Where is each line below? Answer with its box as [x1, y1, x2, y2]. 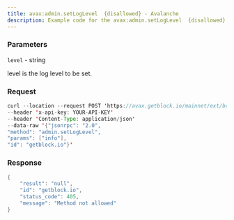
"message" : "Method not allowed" [19, 200, 117, 207]
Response [7, 158, 42, 168]
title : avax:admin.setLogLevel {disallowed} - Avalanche [7, 10, 179, 17]
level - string [7, 55, 46, 64]
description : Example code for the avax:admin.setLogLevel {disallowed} [7, 17, 226, 24]
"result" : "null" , [19, 180, 73, 187]
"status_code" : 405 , [19, 193, 79, 200]
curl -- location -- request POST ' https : [7, 103, 127, 110]
